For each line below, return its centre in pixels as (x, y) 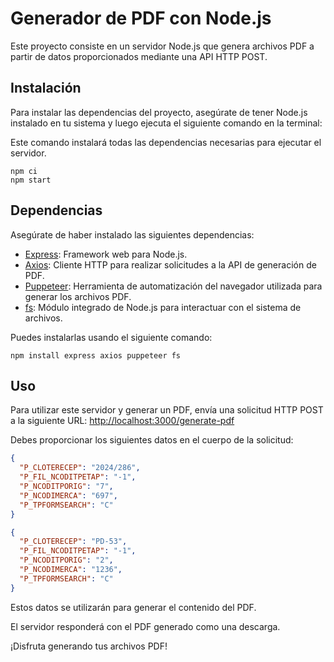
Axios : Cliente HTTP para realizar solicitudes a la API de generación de (170, 264)
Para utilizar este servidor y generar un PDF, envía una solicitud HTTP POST (167, 410)
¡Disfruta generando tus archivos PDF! (89, 646)
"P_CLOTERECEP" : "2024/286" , (80, 468)
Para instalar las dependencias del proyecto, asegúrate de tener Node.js (159, 112)
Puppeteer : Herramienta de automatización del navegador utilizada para (173, 286)
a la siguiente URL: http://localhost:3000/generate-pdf (122, 421)
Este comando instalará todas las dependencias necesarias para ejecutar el (166, 142)
